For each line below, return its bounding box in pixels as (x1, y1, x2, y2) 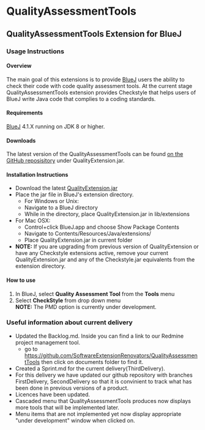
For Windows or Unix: (24, 198, 80, 205)
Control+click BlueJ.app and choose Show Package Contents (24, 223, 179, 231)
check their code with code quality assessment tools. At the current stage (6, 82, 193, 89)
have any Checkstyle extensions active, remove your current (15, 250, 168, 257)
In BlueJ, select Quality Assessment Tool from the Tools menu (15, 290, 175, 297)
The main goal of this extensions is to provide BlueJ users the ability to (6, 75, 185, 83)
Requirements (6, 109, 43, 117)
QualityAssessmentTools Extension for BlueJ (6, 29, 182, 39)
